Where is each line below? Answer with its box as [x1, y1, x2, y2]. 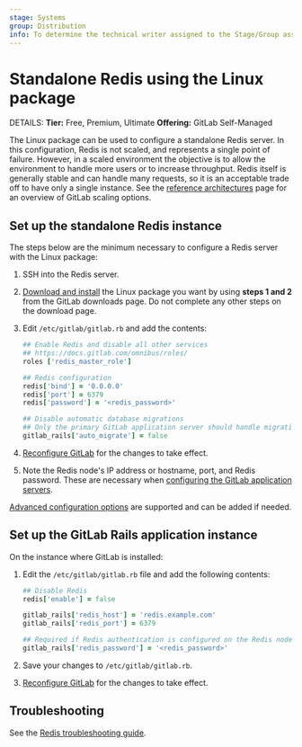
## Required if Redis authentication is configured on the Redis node [22, 636, 293, 645]
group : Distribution [9, 22, 87, 31]
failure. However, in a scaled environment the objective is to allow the [9, 154, 266, 165]
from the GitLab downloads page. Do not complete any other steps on [22, 296, 281, 307]
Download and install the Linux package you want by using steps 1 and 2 [22, 287, 292, 298]
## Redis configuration [22, 373, 112, 382]
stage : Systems [9, 13, 67, 22]
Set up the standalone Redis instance [9, 218, 223, 234]
